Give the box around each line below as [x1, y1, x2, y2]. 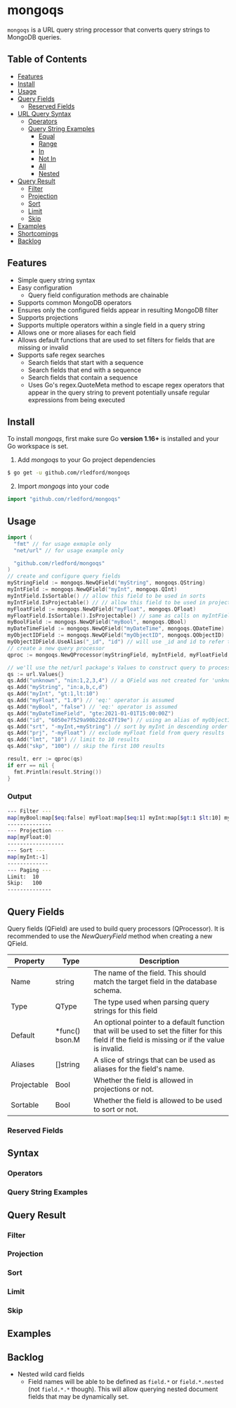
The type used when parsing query [93, 997, 209, 1007]
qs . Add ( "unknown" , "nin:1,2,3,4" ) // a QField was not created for [7, 677, 209, 685]
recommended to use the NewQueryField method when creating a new [7, 932, 213, 940]
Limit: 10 [7, 873, 39, 880]
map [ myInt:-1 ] [7, 853, 49, 861]
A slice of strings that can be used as [93, 1055, 216, 1065]
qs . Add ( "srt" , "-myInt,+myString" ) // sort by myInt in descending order [7, 723, 228, 730]
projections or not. [93, 1084, 155, 1094]
